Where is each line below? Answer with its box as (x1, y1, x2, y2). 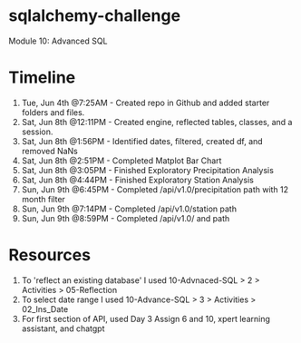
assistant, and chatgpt (21, 323, 105, 334)
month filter (21, 193, 65, 204)
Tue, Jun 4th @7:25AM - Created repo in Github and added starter (21, 97, 270, 108)
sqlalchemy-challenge (8, 5, 181, 26)
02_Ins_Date (21, 303, 69, 314)
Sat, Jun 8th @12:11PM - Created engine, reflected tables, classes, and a (21, 116, 293, 127)
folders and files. (21, 106, 85, 118)
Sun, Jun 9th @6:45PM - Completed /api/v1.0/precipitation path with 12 (21, 183, 289, 195)
